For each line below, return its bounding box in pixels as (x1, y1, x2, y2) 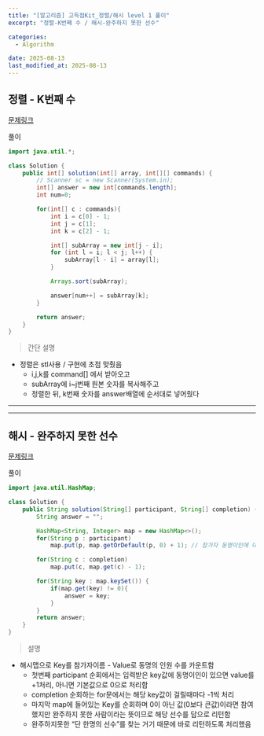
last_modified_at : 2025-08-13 (8, 62, 108, 70)
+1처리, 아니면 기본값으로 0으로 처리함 (31, 680, 148, 689)
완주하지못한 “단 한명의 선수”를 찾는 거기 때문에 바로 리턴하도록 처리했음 (31, 719, 251, 728)
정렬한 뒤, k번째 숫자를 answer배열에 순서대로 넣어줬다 (31, 389, 200, 399)
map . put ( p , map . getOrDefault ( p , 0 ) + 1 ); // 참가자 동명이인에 (49, 542, 249, 550)
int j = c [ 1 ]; (49, 219, 97, 228)
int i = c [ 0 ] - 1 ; (49, 212, 111, 220)
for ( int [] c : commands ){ (36, 205, 122, 213)
